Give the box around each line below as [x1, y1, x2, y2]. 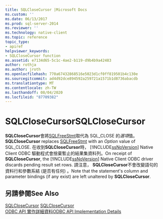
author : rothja [5, 62, 37, 67]
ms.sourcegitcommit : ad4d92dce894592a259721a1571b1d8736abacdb [5, 76, 138, 81]
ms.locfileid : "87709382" [5, 94, 58, 99]
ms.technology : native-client [5, 30, 68, 35]
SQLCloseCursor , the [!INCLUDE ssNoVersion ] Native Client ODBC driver [5, 156, 154, 162]
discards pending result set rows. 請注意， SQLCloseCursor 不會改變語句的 [5, 162, 158, 168]
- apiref [5, 44, 23, 49]
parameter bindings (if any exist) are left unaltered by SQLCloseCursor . [5, 174, 151, 179]
